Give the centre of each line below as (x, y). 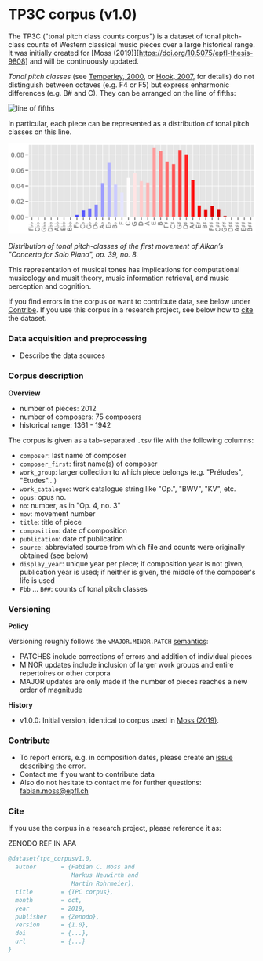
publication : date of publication (71, 538)
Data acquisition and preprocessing (78, 338)
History (21, 704)
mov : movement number (57, 513)
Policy (18, 626)
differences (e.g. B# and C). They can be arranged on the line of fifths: (122, 93)
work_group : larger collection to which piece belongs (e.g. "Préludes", (131, 471)
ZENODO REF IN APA (42, 843)
